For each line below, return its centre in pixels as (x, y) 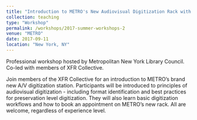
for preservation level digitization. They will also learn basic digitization (92, 98)
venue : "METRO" (25, 34)
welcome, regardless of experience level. (56, 111)
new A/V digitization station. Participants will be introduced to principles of (97, 85)
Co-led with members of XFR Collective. (55, 67)
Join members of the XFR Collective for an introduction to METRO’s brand (96, 79)
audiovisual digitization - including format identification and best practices (96, 92)
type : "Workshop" (27, 22)
